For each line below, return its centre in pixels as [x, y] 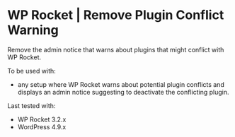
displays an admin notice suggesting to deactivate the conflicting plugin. [123, 92]
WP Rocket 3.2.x [42, 119]
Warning [33, 30]
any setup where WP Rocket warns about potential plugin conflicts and [121, 84]
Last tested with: [31, 105]
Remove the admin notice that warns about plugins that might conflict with [116, 49]
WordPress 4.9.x [42, 126]
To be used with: [32, 71]
